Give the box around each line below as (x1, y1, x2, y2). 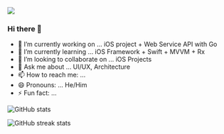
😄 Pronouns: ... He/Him (17, 81, 87, 89)
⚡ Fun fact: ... (17, 89, 57, 97)
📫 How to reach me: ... (17, 71, 86, 79)
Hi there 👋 (7, 23, 43, 33)
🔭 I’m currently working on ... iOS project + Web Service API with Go (17, 40, 218, 49)
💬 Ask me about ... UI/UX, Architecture (17, 62, 130, 71)
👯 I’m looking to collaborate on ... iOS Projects (17, 55, 152, 64)
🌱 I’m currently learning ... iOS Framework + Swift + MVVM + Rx (17, 48, 205, 56)
